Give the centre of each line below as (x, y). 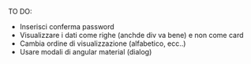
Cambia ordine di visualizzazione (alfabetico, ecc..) (103, 43)
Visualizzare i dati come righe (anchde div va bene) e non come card (131, 35)
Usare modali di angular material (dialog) (86, 52)
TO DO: (21, 11)
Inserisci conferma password (67, 26)
